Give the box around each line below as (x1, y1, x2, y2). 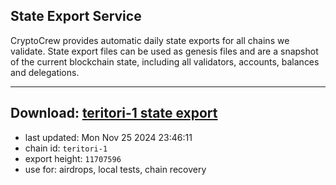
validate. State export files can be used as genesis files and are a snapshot (10, 45, 319, 57)
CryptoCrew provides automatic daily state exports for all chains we (10, 34, 290, 46)
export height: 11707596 (24, 152, 122, 164)
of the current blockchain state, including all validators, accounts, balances (10, 55, 320, 68)
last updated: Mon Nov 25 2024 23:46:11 (24, 131, 193, 143)
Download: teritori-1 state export (10, 105, 218, 122)
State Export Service (10, 8, 142, 25)
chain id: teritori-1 (24, 142, 108, 154)
